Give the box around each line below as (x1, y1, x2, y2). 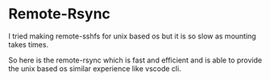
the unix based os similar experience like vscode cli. (8, 63, 181, 73)
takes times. (8, 39, 49, 49)
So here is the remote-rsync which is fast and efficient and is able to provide (8, 55, 263, 65)
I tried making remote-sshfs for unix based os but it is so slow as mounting (8, 31, 256, 41)
